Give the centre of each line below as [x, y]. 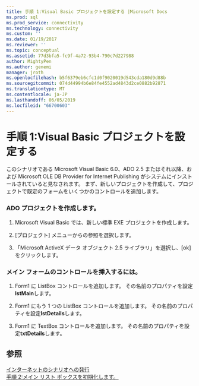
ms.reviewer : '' [26, 45]
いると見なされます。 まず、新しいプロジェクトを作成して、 [105, 184]
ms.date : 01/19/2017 [32, 39]
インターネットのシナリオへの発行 [48, 369]
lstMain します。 [34, 293]
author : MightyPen [29, 61]
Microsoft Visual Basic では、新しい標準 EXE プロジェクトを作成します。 [103, 222]
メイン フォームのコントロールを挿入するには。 [74, 272]
